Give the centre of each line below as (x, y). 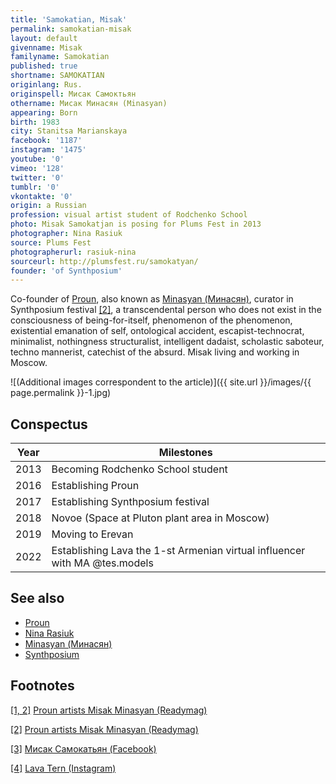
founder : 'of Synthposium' (66, 271)
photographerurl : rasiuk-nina (73, 252)
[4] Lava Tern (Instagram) (63, 768)
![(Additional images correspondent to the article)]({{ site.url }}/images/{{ (161, 382)
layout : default (44, 38)
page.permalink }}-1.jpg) (61, 393)
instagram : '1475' (48, 150)
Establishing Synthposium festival (130, 502)
